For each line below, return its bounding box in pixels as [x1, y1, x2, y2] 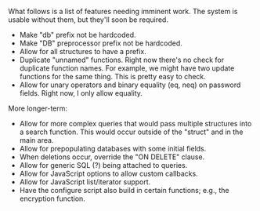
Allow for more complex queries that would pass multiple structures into [19, 119, 252, 128]
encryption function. [19, 194, 86, 203]
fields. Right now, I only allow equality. [19, 89, 143, 97]
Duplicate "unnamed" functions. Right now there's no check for [19, 55, 225, 64]
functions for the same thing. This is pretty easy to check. [19, 72, 206, 81]
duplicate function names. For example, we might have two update [19, 64, 235, 73]
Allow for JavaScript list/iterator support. [19, 177, 151, 187]
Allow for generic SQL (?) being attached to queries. [19, 161, 188, 169]
